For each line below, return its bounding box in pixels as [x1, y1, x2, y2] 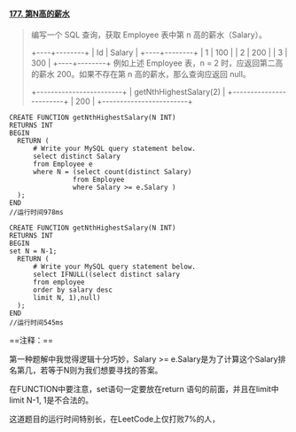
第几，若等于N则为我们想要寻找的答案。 [16, 365, 163, 376]
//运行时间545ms [9, 318, 64, 327]
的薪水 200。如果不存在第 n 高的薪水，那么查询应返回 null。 [30, 69, 251, 80]
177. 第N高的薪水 [9, 8, 71, 19]
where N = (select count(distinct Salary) [32, 168, 192, 177]
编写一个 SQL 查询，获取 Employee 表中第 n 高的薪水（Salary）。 [30, 29, 268, 40]
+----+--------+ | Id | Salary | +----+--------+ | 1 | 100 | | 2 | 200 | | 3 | [30, 47, 288, 58]
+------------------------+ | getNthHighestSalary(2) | [30, 87, 226, 98]
